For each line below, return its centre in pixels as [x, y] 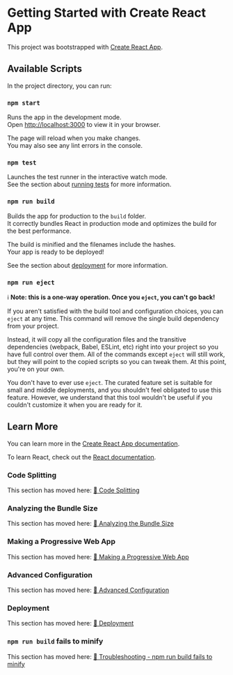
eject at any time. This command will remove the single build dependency [113, 318]
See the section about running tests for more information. [89, 184]
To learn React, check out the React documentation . [82, 457]
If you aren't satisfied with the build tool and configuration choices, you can [115, 311]
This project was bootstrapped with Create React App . [85, 47]
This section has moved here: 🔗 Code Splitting [74, 490]
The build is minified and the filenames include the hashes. [91, 244]
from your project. [33, 326]
